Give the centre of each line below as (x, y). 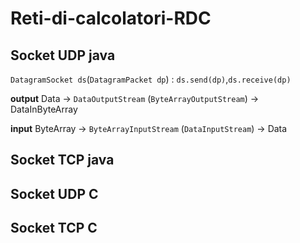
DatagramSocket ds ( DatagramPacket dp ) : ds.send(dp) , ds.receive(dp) (151, 79)
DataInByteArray (44, 109)
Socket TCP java (62, 160)
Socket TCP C (54, 228)
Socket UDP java (63, 55)
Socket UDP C (54, 193)
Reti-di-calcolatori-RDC (111, 18)
